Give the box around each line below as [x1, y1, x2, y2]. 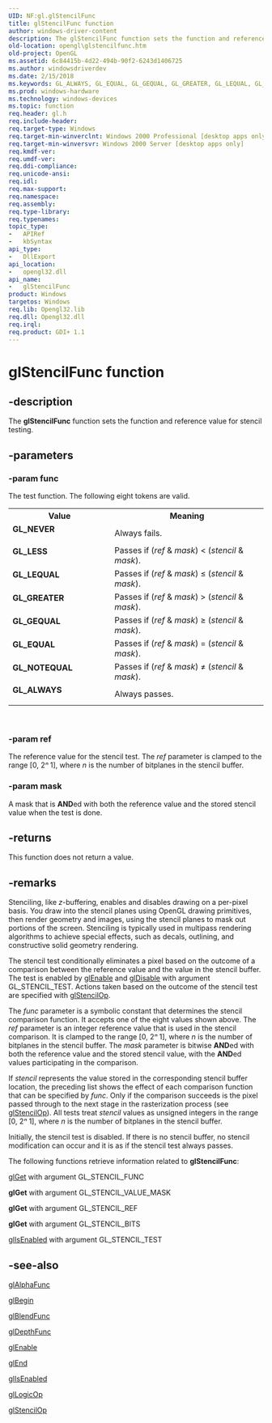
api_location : [8, 260, 57, 268]
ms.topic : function [8, 102, 74, 110]
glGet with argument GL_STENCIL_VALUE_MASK [8, 1187, 172, 1198]
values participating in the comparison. [8, 1058, 139, 1068]
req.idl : [8, 177, 38, 186]
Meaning [169, 511, 205, 522]
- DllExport [8, 253, 57, 261]
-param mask [8, 780, 62, 792]
